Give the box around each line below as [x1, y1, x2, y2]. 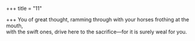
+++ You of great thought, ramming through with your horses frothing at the [6, 16, 189, 23]
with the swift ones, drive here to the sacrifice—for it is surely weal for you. [6, 28, 187, 35]
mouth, [6, 23, 23, 29]
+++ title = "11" [6, 5, 42, 12]
